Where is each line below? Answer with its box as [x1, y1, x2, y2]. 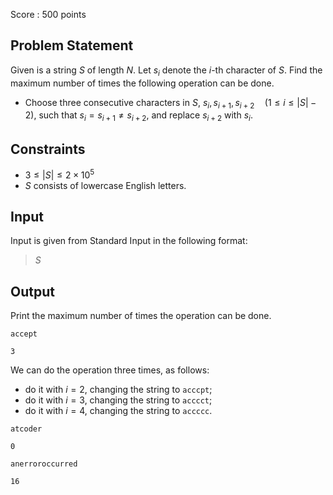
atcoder [10, 424, 43, 434]
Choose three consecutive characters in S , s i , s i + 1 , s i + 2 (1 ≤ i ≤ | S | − [24, 96, 317, 111]
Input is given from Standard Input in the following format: [10, 235, 248, 247]
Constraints [10, 140, 86, 158]
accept [10, 329, 38, 339]
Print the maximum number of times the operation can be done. [10, 310, 272, 322]
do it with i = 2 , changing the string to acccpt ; [24, 384, 213, 396]
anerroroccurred [10, 459, 78, 469]
